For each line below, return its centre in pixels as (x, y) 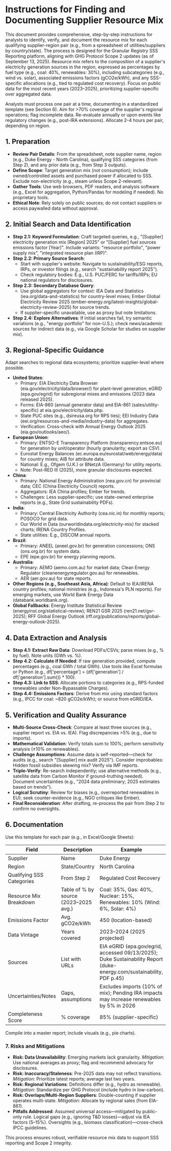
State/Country (78, 866)
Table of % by (77, 889)
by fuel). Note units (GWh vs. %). (47, 656)
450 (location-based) (126, 920)
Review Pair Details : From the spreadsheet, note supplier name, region (87, 154)
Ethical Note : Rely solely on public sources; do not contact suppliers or (87, 203)
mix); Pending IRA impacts (131, 993)
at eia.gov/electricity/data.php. (72, 410)
